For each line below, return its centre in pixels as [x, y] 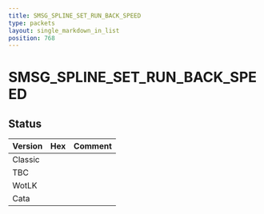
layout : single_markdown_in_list [64, 30]
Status [25, 123]
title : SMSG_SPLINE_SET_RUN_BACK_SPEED [75, 16]
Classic [26, 160]
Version [28, 146]
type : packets [32, 23]
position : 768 [32, 38]
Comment [92, 146]
